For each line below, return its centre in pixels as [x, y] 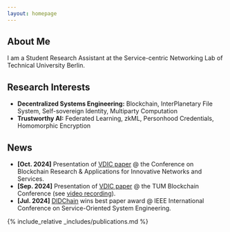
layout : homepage [32, 13]
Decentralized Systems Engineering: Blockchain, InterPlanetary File [115, 104]
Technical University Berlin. [46, 66]
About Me [29, 42]
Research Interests [49, 87]
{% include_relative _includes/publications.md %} [78, 222]
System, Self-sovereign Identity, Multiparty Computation [97, 111]
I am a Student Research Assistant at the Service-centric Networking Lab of [115, 58]
